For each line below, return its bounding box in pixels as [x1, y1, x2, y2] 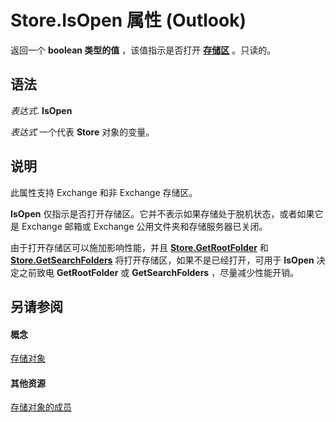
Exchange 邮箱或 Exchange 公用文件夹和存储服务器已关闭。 [21, 220, 268, 232]
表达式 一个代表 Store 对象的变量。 [10, 126, 155, 138]
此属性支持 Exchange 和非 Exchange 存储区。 [10, 186, 198, 198]
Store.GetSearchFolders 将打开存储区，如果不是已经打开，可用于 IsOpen [10, 254, 315, 266]
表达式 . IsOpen [10, 104, 73, 116]
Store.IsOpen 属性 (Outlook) [10, 9, 247, 32]
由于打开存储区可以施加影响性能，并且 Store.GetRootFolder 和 [10, 241, 269, 253]
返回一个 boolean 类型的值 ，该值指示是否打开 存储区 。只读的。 [10, 44, 277, 56]
